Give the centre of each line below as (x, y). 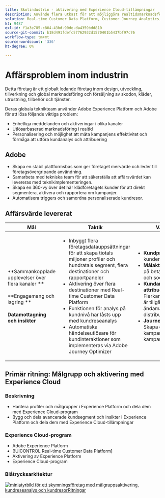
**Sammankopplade (32, 272)
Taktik (96, 227)
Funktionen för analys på (97, 309)
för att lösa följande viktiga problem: (41, 114)
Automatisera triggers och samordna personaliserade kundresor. (78, 198)
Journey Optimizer (90, 352)
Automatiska (83, 327)
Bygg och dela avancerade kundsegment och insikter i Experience (79, 417)
